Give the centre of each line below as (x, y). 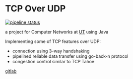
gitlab (11, 71)
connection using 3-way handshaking (51, 51)
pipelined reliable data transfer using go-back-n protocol (70, 56)
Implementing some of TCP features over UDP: (53, 41)
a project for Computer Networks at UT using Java (57, 32)
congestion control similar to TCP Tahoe (53, 61)
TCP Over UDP (35, 9)
